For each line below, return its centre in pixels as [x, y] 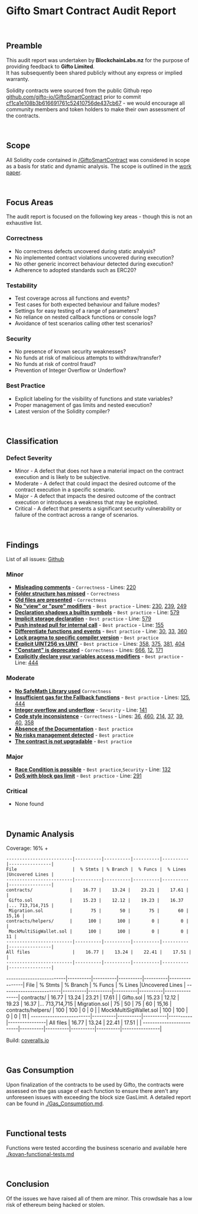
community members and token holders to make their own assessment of [96, 109]
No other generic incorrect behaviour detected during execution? [94, 264]
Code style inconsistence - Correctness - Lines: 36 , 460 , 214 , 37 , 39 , [99, 716]
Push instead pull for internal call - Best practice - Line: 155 [89, 625]
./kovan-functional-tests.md [40, 1154]
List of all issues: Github [35, 559]
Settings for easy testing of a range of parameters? [77, 310]
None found [29, 804]
